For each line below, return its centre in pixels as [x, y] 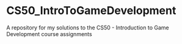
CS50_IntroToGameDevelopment [91, 11]
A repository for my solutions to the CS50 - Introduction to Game [88, 28]
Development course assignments [49, 34]
